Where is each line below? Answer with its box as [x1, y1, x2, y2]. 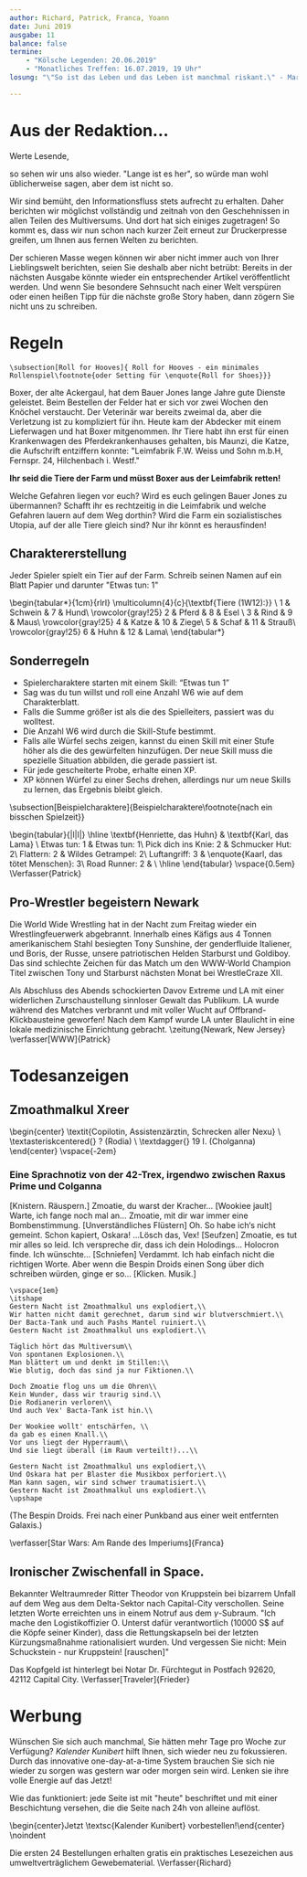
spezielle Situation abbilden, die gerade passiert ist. [22, 755, 217, 766]
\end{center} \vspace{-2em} [9, 1146, 117, 1157]
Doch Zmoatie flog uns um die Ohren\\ [9, 1382, 157, 1392]
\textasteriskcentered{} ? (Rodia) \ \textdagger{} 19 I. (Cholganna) [9, 1136, 256, 1147]
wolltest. [22, 716, 55, 727]
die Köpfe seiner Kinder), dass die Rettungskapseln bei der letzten [9, 1628, 259, 1638]
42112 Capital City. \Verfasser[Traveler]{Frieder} [9, 1674, 190, 1685]
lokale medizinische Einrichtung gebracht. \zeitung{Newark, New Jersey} [9, 1024, 286, 1035]
